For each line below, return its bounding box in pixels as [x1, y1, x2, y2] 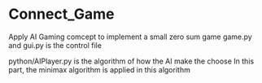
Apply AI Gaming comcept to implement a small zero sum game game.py [8, 32, 252, 41]
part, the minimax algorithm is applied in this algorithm [8, 64, 191, 74]
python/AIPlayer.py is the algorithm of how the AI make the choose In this [8, 56, 255, 66]
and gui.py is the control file [8, 40, 102, 50]
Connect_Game [8, 5, 115, 24]
